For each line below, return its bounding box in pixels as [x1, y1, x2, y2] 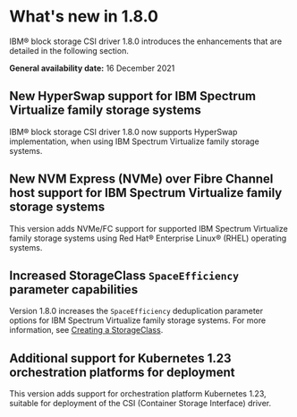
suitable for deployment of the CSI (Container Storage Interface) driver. [9, 398, 272, 409]
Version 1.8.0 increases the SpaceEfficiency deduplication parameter [9, 306, 264, 317]
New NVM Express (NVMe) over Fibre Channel [9, 172, 274, 187]
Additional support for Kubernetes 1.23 [9, 351, 232, 366]
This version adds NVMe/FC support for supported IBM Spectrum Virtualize [9, 223, 288, 234]
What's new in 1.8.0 [9, 6, 159, 27]
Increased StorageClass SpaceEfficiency [9, 268, 240, 283]
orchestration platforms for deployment [9, 364, 235, 379]
